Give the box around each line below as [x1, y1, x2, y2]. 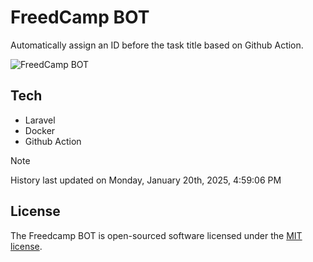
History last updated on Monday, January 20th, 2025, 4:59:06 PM [10, 174, 282, 186]
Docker [24, 124, 56, 136]
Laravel [24, 114, 56, 126]
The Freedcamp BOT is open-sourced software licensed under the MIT [10, 229, 303, 241]
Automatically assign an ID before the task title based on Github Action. [10, 39, 304, 51]
